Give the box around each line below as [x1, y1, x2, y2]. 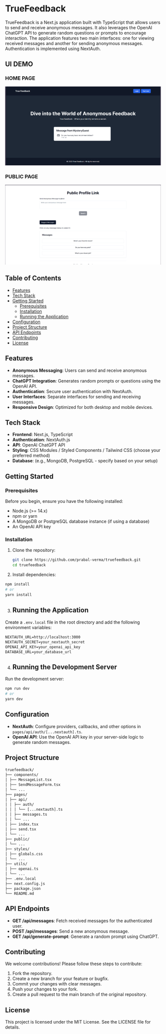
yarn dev [5, 696, 23, 702]
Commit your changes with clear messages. [12, 981, 102, 987]
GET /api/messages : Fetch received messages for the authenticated [12, 918, 152, 924]
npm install [5, 582, 30, 587]
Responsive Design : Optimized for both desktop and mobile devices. [12, 404, 153, 410]
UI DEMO [5, 60, 33, 68]
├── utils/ [5, 861, 28, 866]
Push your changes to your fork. [12, 986, 78, 992]
